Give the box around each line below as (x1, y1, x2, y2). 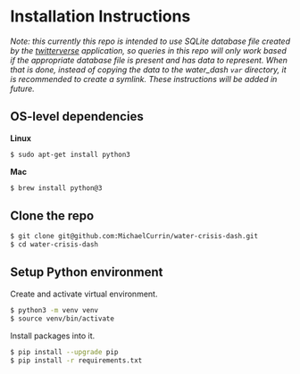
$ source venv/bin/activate (10, 314, 115, 323)
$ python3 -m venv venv (10, 305, 99, 314)
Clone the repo (10, 208, 95, 223)
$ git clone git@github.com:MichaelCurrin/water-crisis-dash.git (10, 232, 258, 241)
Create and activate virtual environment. (10, 288, 158, 299)
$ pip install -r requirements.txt (10, 355, 143, 365)
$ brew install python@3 (10, 183, 103, 193)
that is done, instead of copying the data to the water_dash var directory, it (10, 64, 287, 75)
